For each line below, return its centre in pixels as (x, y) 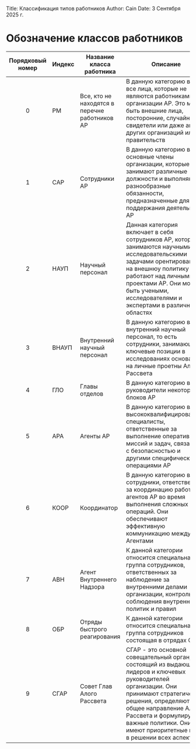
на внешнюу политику (157, 269)
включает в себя (150, 232)
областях (139, 312)
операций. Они (147, 511)
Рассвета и (141, 715)
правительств (146, 140)
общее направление (155, 708)
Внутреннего (98, 579)
